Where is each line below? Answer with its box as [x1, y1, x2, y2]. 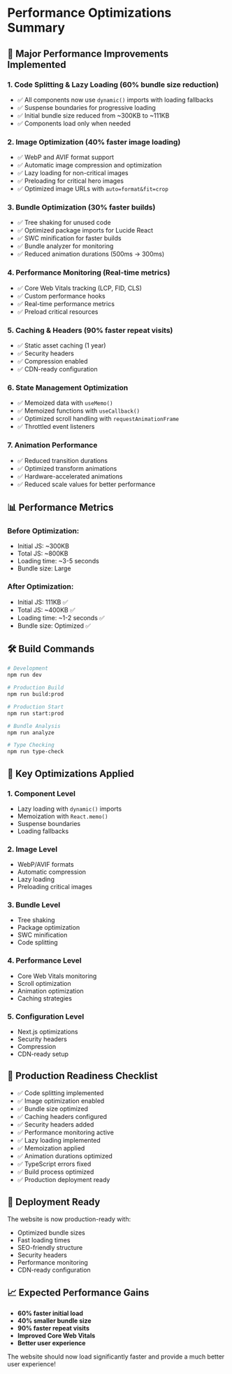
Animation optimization [17, 987, 84, 995]
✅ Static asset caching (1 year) [17, 341, 106, 350]
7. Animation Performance [7, 440, 98, 450]
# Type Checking [7, 741, 55, 749]
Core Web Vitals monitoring [17, 972, 97, 980]
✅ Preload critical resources [17, 307, 99, 316]
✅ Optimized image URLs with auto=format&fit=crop [17, 184, 169, 193]
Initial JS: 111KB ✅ [17, 598, 68, 606]
